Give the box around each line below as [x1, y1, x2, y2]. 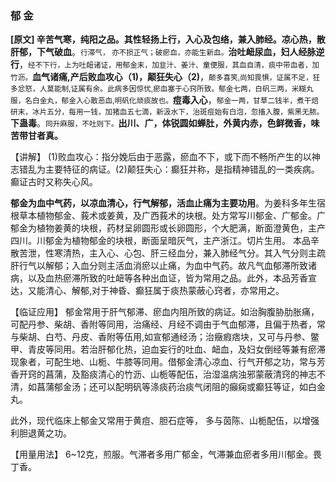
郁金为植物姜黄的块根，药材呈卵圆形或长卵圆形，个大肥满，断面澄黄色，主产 [10, 222, 326, 234]
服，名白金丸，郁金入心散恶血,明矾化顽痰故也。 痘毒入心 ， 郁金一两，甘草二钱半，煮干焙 [10, 94, 319, 106]
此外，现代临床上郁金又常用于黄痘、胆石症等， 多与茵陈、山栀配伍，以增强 [10, 415, 320, 427]
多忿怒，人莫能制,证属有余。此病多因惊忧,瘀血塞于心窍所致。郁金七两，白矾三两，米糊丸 [10, 84, 314, 94]
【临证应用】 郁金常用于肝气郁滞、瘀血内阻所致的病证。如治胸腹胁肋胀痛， [10, 306, 320, 318]
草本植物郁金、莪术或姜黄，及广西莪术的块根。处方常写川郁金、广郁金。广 [18, 210, 326, 222]
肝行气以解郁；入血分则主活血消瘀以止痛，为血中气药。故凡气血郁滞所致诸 [10, 260, 317, 272]
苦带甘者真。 [10, 130, 63, 142]
